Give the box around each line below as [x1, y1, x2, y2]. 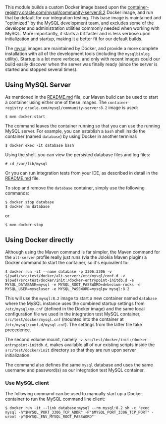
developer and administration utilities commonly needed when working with [5, 25, 160, 31]
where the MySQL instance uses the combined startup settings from [5, 300, 145, 306]
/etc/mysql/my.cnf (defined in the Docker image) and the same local [5, 305, 145, 311]
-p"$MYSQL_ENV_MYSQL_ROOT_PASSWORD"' [18, 414, 97, 419]
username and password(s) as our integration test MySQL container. [5, 367, 145, 373]
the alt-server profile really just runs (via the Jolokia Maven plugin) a [5, 254, 147, 260]
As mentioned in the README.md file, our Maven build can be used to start [5, 94, 158, 100]
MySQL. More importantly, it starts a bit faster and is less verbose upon [5, 31, 151, 36]
